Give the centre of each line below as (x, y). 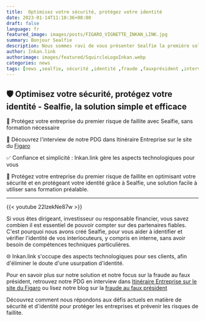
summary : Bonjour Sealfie (39, 40)
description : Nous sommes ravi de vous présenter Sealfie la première (98, 46)
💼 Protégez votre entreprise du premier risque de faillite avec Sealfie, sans (100, 121)
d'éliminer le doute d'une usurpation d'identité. (65, 263)
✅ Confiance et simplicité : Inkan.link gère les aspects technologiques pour (101, 158)
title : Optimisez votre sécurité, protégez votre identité (85, 12)
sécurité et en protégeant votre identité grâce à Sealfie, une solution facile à (102, 183)
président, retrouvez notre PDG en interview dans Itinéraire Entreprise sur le (102, 281)
